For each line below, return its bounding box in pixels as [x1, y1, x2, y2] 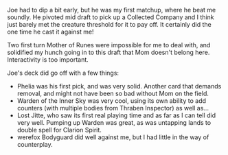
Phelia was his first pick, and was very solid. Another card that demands [16, 82, 222, 90]
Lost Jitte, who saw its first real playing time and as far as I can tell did [16, 111, 216, 119]
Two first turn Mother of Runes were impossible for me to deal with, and [7, 41, 211, 49]
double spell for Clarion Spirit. [16, 126, 102, 134]
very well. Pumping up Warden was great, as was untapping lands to [16, 119, 212, 126]
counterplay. [16, 141, 53, 148]
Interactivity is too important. [7, 56, 89, 64]
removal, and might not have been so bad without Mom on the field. [16, 89, 209, 97]
